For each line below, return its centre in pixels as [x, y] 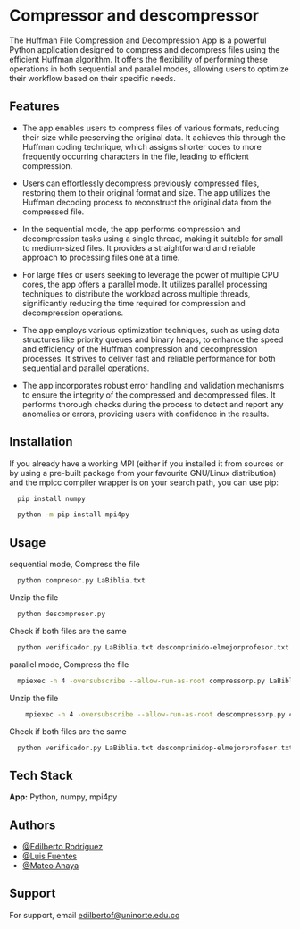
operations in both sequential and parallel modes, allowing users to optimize [149, 69]
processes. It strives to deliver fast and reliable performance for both [149, 358]
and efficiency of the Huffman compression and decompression [140, 348]
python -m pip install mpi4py [73, 515]
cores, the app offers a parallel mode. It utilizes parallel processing [145, 284]
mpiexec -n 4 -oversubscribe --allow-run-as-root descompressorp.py [155, 714]
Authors [33, 825]
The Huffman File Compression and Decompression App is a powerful [138, 40]
